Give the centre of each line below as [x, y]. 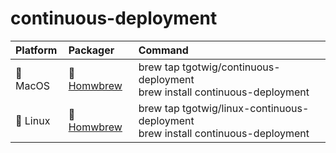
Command [163, 50]
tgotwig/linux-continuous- [246, 108]
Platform [36, 50]
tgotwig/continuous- [231, 67]
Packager [91, 50]
